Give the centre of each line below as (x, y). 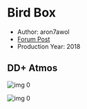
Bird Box (32, 13)
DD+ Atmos (32, 68)
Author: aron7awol (43, 32)
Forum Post (33, 39)
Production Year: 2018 (49, 46)
